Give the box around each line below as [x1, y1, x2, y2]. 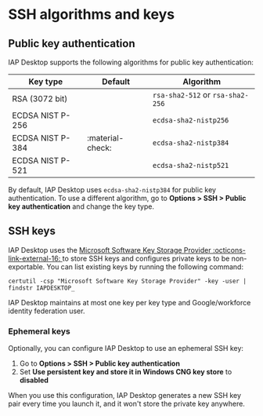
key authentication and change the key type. [8, 202, 155, 211]
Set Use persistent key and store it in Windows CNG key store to [19, 367, 232, 377]
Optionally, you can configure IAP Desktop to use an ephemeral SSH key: [8, 344, 244, 353]
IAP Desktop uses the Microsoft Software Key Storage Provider [8, 245, 211, 254]
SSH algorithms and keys [8, 5, 175, 24]
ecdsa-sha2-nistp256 [152, 116, 229, 125]
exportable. [8, 261, 45, 272]
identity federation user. [8, 306, 85, 316]
